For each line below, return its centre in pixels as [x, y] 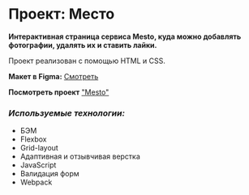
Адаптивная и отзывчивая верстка [80, 157]
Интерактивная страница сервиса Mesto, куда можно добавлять [125, 36]
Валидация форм [49, 174]
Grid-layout [39, 148]
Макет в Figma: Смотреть [54, 76]
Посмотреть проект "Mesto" [59, 92]
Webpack [36, 182]
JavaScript [38, 165]
